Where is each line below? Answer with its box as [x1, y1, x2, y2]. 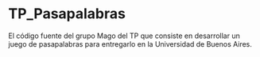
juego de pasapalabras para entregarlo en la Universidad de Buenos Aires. [8, 39, 253, 48]
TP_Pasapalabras [8, 5, 126, 23]
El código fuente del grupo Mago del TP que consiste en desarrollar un [8, 31, 240, 40]
